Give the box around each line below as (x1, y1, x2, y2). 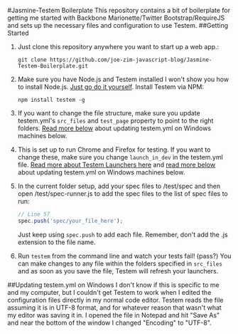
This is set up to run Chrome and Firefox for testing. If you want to (17, 145, 211, 154)
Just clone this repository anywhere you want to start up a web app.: (17, 43, 220, 51)
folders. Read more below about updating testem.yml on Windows (17, 124, 212, 132)
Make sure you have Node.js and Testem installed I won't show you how (17, 75, 229, 83)
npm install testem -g (17, 96, 85, 103)
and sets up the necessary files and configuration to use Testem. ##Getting (7, 21, 229, 29)
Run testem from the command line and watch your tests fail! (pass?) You (17, 251, 232, 260)
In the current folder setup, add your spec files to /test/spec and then (17, 182, 221, 190)
